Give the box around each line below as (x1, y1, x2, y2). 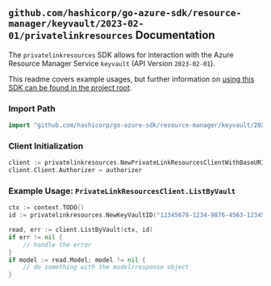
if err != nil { (8, 233, 63, 242)
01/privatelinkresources (8, 30, 134, 42)
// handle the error (23, 241, 92, 249)
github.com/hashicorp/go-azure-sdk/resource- (8, 7, 242, 19)
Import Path (8, 103, 56, 114)
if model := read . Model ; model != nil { (8, 255, 147, 264)
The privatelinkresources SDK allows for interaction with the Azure (8, 49, 234, 60)
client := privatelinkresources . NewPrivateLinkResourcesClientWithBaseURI (8, 158, 265, 167)
